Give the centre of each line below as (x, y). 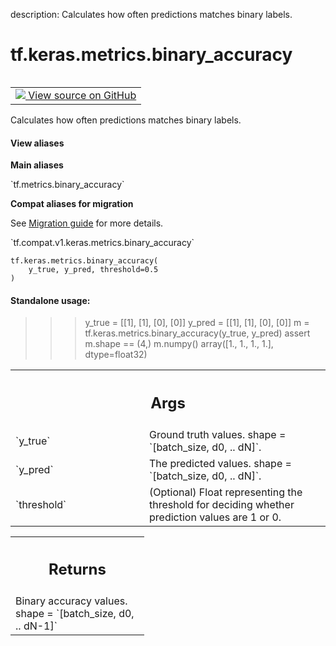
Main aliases (37, 165)
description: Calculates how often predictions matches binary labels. (151, 14)
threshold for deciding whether (222, 504)
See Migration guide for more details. (87, 223)
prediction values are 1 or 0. (215, 517)
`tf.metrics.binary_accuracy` (67, 185)
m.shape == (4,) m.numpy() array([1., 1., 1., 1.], (179, 344)
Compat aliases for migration (72, 204)
